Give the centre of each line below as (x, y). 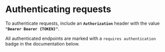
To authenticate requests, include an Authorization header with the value (82, 23)
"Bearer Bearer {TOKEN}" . (32, 28)
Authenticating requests (58, 9)
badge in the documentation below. (43, 43)
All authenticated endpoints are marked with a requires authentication (81, 38)
